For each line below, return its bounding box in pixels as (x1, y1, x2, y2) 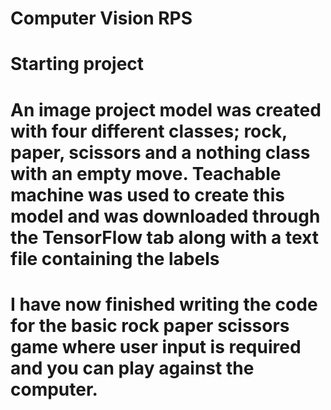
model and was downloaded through (10, 205, 321, 227)
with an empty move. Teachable (10, 162, 282, 185)
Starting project (10, 53, 145, 76)
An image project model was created (10, 98, 322, 121)
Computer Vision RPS (10, 7, 193, 30)
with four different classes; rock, (10, 120, 288, 142)
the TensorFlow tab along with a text (10, 226, 319, 249)
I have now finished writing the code (10, 293, 318, 316)
